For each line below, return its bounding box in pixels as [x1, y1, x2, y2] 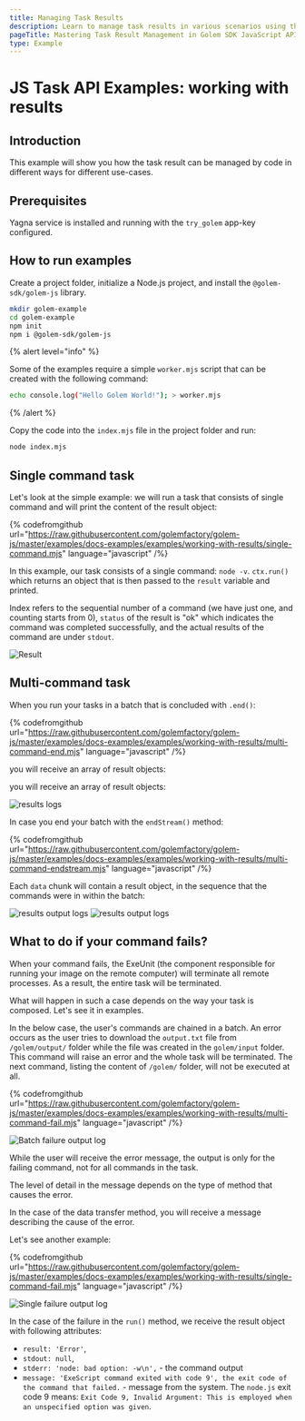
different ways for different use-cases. [9, 167, 153, 178]
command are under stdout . [9, 631, 115, 642]
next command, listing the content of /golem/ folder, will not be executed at [9, 1061, 290, 1071]
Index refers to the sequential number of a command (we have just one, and [9, 602, 293, 613]
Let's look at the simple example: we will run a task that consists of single [9, 491, 284, 502]
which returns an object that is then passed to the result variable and [9, 575, 271, 586]
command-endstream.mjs [9, 863, 106, 873]
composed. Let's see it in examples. [9, 1004, 144, 1015]
